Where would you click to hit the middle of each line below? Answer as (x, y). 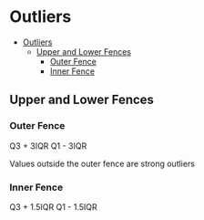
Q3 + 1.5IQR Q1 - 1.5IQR (53, 206)
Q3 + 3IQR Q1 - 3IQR (48, 146)
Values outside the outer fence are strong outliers (102, 163)
